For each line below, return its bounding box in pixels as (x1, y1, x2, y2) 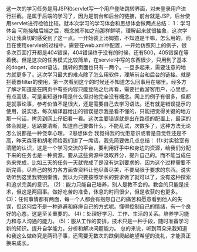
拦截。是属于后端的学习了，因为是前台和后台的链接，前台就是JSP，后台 (11, 12, 185, 19)
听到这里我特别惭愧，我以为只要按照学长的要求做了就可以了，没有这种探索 (11, 173, 191, 181)
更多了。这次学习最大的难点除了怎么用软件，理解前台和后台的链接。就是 (16, 71, 191, 78)
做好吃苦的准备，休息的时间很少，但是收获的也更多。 (52, 188, 181, 195)
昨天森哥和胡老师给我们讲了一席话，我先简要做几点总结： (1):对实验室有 (16, 137, 189, 144)
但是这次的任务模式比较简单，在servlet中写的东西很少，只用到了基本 (21, 56, 188, 63)
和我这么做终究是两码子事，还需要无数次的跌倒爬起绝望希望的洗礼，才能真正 (6, 232, 191, 239)
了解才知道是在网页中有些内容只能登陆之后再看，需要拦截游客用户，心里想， (6, 86, 191, 93)
